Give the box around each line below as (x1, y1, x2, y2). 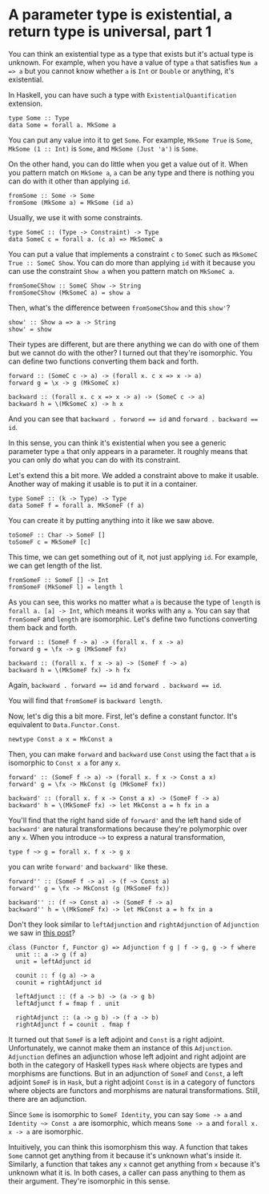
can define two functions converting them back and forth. (8, 356, 199, 366)
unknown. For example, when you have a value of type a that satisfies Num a (8, 58, 259, 67)
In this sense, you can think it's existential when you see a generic (8, 438, 227, 448)
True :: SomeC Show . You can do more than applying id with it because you (8, 258, 255, 267)
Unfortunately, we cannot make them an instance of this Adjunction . (8, 1043, 233, 1052)
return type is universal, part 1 (8, 22, 212, 41)
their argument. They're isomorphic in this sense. (8, 1176, 171, 1186)
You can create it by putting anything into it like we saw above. (8, 515, 215, 525)
